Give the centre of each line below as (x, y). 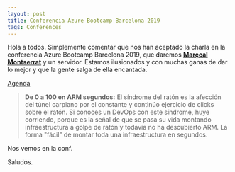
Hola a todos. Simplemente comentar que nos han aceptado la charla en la (116, 47)
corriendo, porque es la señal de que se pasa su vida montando (118, 120)
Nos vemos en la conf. (40, 149)
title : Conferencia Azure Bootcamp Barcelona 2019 (84, 21)
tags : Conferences (34, 27)
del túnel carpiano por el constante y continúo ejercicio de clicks (119, 105)
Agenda (19, 84)
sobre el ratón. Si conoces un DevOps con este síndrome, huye (117, 112)
